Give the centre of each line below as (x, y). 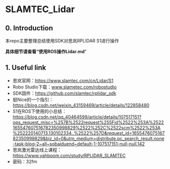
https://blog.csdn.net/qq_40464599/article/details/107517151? (77, 117)
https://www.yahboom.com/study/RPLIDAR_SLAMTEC (69, 155)
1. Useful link (26, 68)
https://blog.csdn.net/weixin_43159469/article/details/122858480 (81, 105)
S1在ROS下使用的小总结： (39, 111)
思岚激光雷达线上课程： (37, 150)
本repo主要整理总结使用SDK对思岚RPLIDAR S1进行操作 (62, 41)
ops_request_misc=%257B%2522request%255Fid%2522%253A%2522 (88, 122)
